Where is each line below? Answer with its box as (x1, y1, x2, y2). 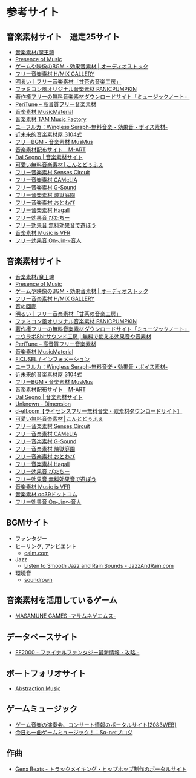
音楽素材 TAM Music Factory (15, 116, 87, 123)
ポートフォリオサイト (6, 668, 86, 679)
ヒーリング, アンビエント (15, 542, 77, 550)
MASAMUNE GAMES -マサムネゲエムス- (15, 612, 116, 619)
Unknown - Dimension (15, 400, 71, 407)
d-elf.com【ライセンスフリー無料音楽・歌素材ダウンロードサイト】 (15, 407, 183, 415)
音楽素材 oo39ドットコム (15, 490, 77, 498)
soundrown (24, 576, 53, 583)
